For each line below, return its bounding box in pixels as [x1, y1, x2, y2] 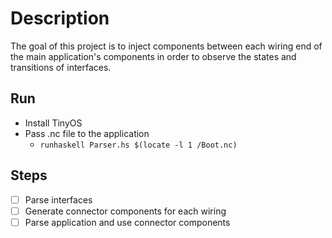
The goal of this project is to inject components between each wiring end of [10, 40, 323, 52]
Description [10, 7, 110, 30]
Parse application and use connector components [24, 216, 231, 228]
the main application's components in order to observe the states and [10, 50, 297, 62]
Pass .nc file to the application [24, 127, 150, 139]
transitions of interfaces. [10, 61, 112, 73]
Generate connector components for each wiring [24, 205, 227, 217]
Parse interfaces [24, 193, 93, 206]
